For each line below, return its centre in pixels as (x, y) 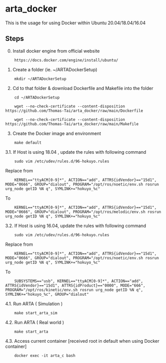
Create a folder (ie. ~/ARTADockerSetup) (55, 69)
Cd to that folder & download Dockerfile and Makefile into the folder (83, 88)
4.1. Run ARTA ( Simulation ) (34, 303)
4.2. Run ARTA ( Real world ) (35, 322)
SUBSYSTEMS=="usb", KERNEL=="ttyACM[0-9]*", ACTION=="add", (79, 281)
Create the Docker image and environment (57, 133)
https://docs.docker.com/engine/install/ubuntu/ (66, 60)
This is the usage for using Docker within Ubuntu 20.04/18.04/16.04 (75, 23)
